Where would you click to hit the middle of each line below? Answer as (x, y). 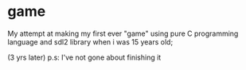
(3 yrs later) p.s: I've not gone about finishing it (84, 57)
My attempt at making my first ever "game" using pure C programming (123, 33)
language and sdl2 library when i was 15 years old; (90, 41)
